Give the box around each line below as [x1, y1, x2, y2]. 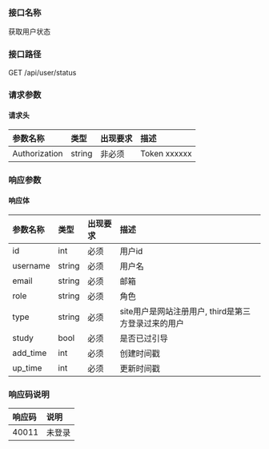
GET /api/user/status [8, 67, 77, 77]
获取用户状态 [8, 26, 50, 37]
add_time [12, 347, 47, 358]
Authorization [12, 148, 63, 159]
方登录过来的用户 [119, 318, 184, 329]
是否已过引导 [119, 333, 168, 344]
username [12, 260, 50, 271]
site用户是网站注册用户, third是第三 [119, 305, 251, 317]
